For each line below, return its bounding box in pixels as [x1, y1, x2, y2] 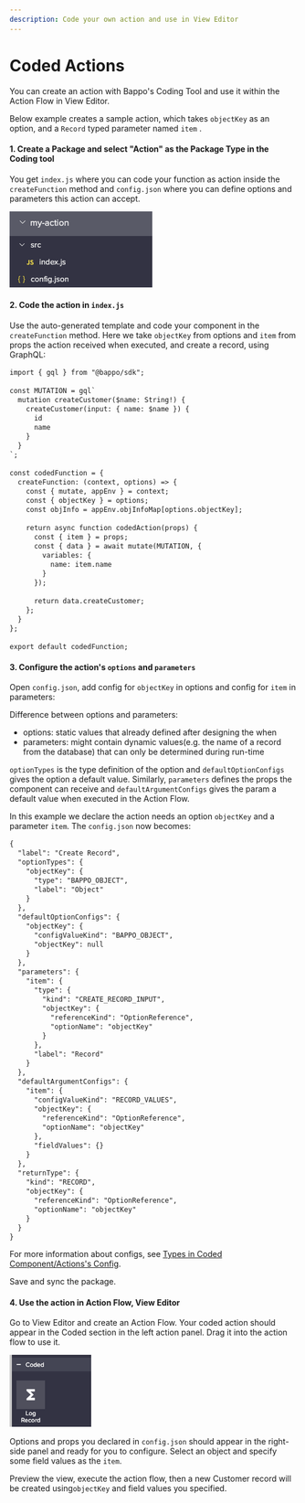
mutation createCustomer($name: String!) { [17, 395, 185, 404]
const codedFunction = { [9, 468, 104, 477]
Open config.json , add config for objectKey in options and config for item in [9, 682, 297, 693]
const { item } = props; [33, 532, 129, 541]
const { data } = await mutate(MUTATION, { [33, 541, 203, 550]
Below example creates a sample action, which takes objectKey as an [9, 112, 270, 123]
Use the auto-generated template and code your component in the [9, 320, 260, 331]
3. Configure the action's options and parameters [9, 661, 196, 672]
